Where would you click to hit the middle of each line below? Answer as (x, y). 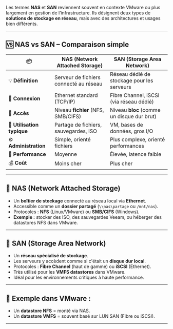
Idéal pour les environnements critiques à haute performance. (79, 277)
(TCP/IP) (65, 101)
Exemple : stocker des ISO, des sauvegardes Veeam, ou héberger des (88, 217)
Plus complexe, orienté (138, 139)
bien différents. (22, 24)
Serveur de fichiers (77, 77)
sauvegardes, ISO (75, 131)
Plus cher (121, 163)
